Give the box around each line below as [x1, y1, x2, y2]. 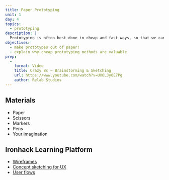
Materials [5, 96, 36, 105]
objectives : [5, 40, 30, 45]
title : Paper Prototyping [5, 7, 59, 13]
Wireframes [12, 159, 37, 165]
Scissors [12, 115, 31, 121]
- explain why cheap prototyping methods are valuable [10, 49, 127, 54]
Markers [12, 120, 30, 126]
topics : [5, 21, 22, 27]
